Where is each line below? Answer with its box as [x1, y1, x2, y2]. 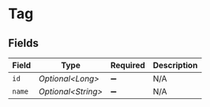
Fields [8, 36, 39, 50]
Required [110, 60, 146, 71]
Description [152, 60, 198, 71]
